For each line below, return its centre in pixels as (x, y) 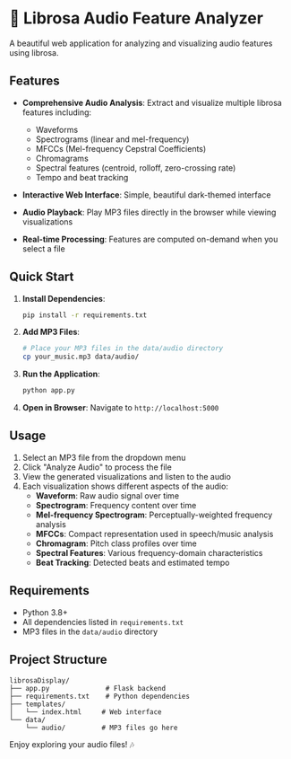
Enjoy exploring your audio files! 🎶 (72, 744)
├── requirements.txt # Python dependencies (100, 696)
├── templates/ (38, 704)
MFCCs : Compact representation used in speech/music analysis (154, 534)
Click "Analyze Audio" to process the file (97, 467)
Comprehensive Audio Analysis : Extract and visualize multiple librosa (152, 102)
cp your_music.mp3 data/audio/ (81, 357)
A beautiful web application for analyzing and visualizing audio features (141, 43)
